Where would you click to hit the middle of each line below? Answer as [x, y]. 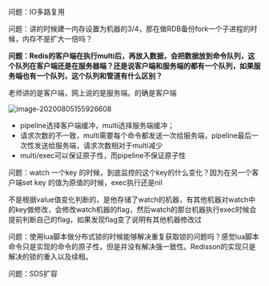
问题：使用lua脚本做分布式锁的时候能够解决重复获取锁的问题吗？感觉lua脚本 [134, 236]
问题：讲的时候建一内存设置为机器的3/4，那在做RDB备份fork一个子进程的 [129, 29]
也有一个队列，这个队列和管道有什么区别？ [92, 76]
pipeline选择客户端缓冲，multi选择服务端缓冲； [97, 125]
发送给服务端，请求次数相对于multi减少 [98, 145]
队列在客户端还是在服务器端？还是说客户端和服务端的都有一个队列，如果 [134, 66]
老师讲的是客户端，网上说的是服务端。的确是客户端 [92, 93]
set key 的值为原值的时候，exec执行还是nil [92, 182]
